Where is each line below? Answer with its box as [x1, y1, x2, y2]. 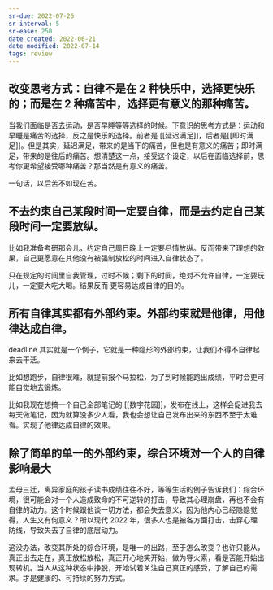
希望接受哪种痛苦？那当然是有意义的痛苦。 [29, 160, 172, 171]
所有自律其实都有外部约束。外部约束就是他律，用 [8, 307, 254, 321]
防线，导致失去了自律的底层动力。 [8, 526, 123, 535]
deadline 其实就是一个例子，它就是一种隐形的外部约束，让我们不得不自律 [8, 345, 253, 355]
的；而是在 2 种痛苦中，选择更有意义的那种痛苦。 [8, 97, 256, 111]
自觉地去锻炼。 [15, 382, 66, 392]
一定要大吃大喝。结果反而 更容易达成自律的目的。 [22, 280, 188, 290]
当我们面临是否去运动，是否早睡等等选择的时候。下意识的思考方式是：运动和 [8, 120, 265, 130]
